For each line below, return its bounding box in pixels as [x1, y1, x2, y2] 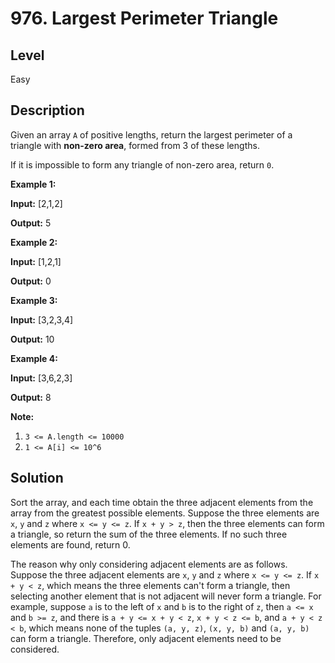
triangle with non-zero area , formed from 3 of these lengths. [10, 139, 260, 151]
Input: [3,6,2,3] [10, 372, 73, 384]
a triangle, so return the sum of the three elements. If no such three [10, 528, 288, 540]
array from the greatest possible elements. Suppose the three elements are [10, 507, 320, 519]
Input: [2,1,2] [10, 197, 63, 209]
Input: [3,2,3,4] [10, 313, 74, 326]
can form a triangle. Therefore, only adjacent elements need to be [10, 632, 282, 644]
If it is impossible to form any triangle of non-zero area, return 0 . [10, 158, 275, 171]
